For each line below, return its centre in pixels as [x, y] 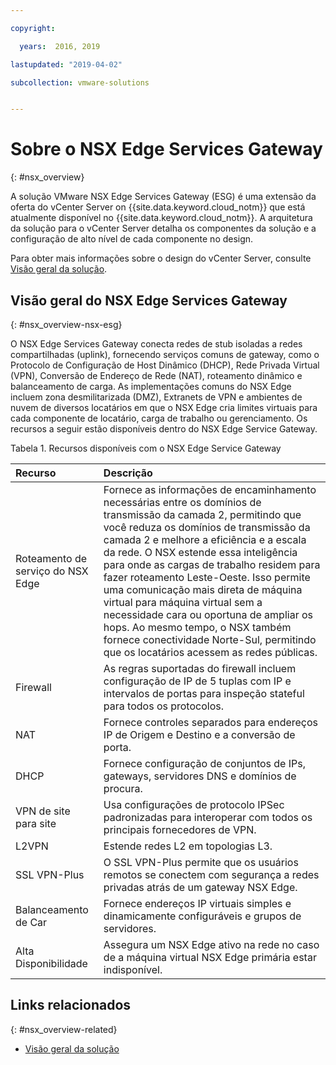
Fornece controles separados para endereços [211, 722]
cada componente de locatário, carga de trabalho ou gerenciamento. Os [159, 418]
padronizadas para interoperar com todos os [208, 817]
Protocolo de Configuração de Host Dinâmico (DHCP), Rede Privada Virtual [165, 365]
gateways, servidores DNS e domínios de [200, 776]
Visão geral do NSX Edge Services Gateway [149, 300]
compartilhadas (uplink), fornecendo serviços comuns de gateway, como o [165, 354]
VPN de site [43, 811]
